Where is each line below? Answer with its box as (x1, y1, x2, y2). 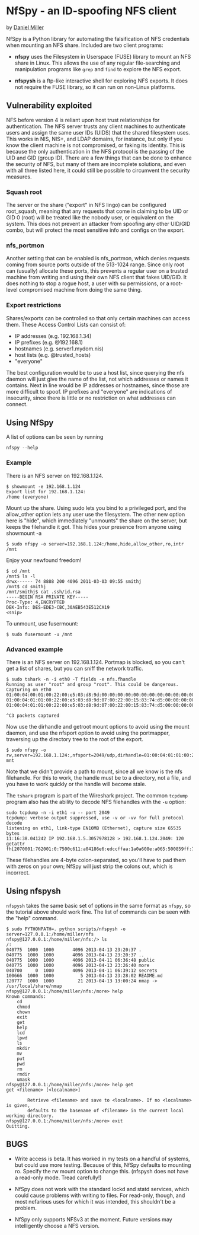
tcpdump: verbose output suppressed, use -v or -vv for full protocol (6, 815, 184, 821)
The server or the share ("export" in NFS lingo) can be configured (6, 202, 167, 209)
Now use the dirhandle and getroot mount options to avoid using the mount (6, 723, 190, 730)
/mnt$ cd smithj (6, 583, 46, 589)
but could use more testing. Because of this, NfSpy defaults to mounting (14, 1161, 191, 1169)
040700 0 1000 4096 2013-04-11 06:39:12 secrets (6, 968, 158, 974)
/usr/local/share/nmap (6, 983, 62, 989)
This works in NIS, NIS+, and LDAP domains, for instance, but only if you (6, 135, 183, 142)
